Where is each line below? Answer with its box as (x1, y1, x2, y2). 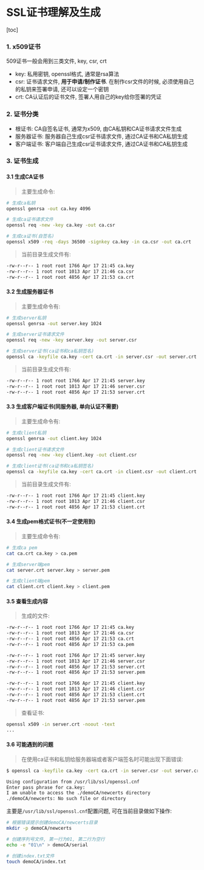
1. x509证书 (6, 42, 41, 51)
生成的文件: (21, 612, 50, 620)
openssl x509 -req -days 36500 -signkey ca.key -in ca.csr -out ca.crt (6, 239, 191, 245)
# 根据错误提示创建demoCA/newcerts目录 (6, 819, 98, 826)
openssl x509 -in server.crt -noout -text (6, 721, 115, 728)
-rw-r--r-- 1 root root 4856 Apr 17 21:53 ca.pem (6, 641, 135, 647)
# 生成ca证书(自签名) (6, 233, 55, 239)
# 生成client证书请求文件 (6, 446, 65, 452)
